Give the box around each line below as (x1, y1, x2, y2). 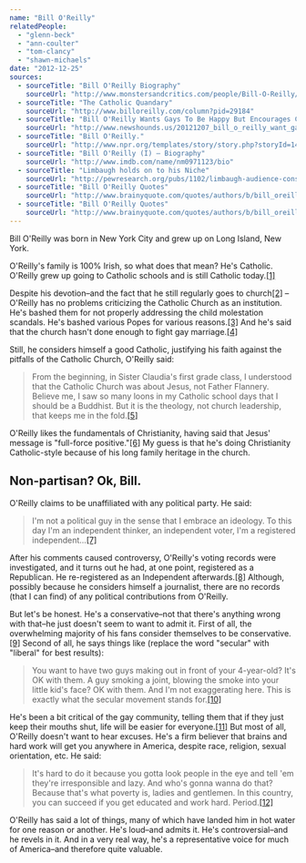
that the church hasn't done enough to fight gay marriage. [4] (9, 326, 239, 337)
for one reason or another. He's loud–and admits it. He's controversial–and (9, 824, 289, 835)
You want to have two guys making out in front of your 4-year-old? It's (31, 665, 296, 675)
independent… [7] (31, 534, 97, 545)
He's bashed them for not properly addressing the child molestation (9, 307, 264, 318)
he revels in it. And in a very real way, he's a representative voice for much (9, 834, 290, 845)
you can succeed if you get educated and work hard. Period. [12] (31, 797, 274, 807)
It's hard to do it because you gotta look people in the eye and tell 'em (31, 767, 294, 778)
